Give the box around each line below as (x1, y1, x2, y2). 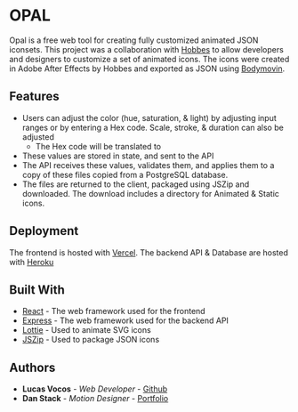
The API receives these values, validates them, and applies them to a (21, 159, 275, 170)
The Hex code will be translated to (35, 141, 162, 151)
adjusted (21, 131, 55, 142)
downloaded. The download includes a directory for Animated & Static (21, 188, 280, 198)
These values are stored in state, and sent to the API (21, 150, 214, 161)
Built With (9, 282, 65, 297)
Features (9, 89, 60, 104)
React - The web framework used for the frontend (21, 306, 206, 317)
